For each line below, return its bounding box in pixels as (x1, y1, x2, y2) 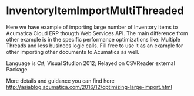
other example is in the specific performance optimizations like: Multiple (6, 36, 181, 43)
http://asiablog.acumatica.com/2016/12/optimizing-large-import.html (6, 83, 172, 90)
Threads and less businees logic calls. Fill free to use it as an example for (6, 42, 183, 49)
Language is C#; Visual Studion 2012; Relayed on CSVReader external (6, 60, 175, 67)
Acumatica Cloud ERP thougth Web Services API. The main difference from (6, 29, 188, 36)
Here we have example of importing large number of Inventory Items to (6, 23, 178, 30)
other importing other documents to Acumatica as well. (6, 48, 139, 55)
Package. (6, 66, 29, 73)
